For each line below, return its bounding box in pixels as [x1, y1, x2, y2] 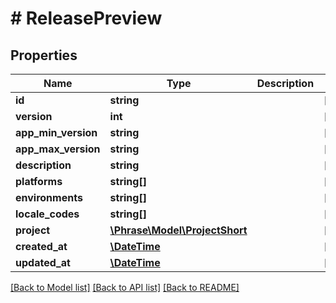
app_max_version [15, 142, 101, 156]
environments [15, 191, 83, 204]
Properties [10, 47, 78, 64]
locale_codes [15, 207, 80, 221]
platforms [15, 175, 63, 188]
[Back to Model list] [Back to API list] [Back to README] [10, 282, 240, 293]
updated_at [15, 256, 71, 269]
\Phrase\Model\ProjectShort [109, 223, 248, 237]
